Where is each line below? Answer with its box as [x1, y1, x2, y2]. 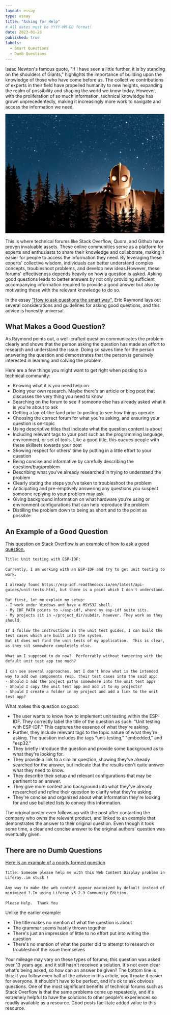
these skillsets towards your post [12, 442, 82, 448]
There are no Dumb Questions [5, 846, 103, 854]
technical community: [5, 372, 51, 379]
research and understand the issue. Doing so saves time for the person [5, 346, 154, 353]
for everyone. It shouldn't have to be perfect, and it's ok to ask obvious [5, 978, 154, 984]
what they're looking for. [12, 751, 64, 757]
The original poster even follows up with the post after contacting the [5, 810, 150, 816]
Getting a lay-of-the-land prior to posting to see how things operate [12, 410, 154, 416]
